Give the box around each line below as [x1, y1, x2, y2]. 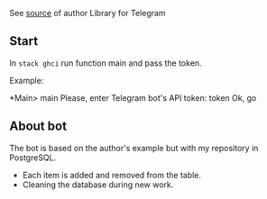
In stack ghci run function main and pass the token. [9, 58, 202, 68]
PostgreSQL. [9, 152, 57, 163]
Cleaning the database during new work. [22, 179, 174, 190]
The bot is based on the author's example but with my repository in [9, 142, 259, 153]
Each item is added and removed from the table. [22, 169, 201, 180]
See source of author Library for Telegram [9, 8, 166, 18]
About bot [9, 119, 68, 134]
